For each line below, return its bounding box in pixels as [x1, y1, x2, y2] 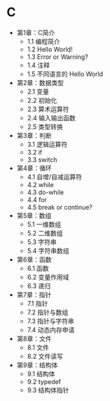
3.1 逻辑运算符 [27, 140, 68, 148]
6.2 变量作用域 [27, 272, 69, 281]
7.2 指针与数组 [27, 307, 69, 317]
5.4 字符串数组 [27, 246, 69, 255]
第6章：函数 [16, 255, 52, 264]
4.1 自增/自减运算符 [27, 172, 82, 181]
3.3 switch [27, 155, 57, 164]
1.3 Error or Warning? [27, 52, 88, 61]
